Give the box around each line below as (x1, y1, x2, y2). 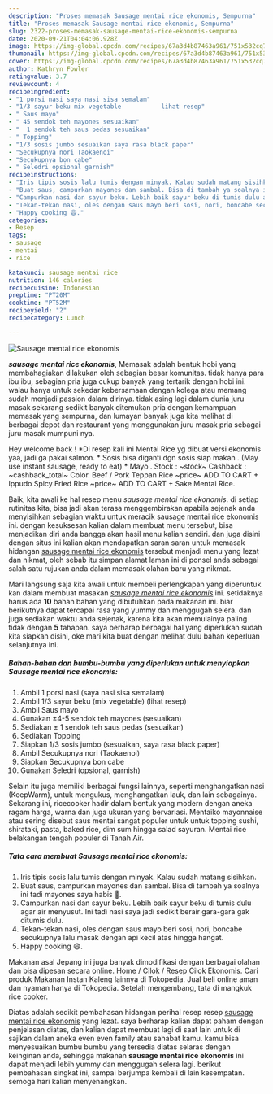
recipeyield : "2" (8, 307, 67, 315)
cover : (8, 58, 31, 66)
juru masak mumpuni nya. (8, 428, 95, 438)
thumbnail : (8, 50, 45, 58)
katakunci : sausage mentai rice (8, 268, 118, 277)
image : (8, 42, 31, 50)
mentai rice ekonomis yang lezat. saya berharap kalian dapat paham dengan (8, 1016, 264, 1026)
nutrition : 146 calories (8, 276, 93, 285)
